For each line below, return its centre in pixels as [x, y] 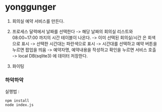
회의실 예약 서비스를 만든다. [38, 21]
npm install [17, 101]
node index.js [20, 105]
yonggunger [30, 7]
